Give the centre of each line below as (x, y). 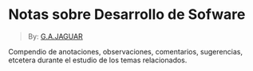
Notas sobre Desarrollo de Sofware (127, 15)
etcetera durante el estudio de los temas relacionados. (98, 60)
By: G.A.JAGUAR (55, 36)
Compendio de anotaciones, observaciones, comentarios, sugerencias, (126, 51)
